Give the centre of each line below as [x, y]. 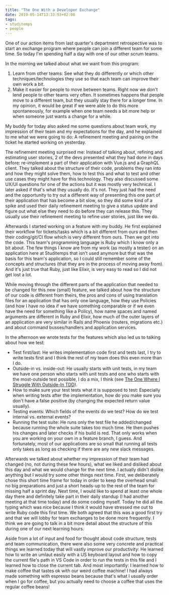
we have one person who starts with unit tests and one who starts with [86, 374]
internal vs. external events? [42, 417]
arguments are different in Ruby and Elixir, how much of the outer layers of [82, 317]
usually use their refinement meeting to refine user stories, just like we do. [82, 217]
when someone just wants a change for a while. [62, 116]
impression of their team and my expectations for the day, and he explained [83, 131]
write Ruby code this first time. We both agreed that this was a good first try [84, 513]
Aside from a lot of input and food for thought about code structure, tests [81, 538]
